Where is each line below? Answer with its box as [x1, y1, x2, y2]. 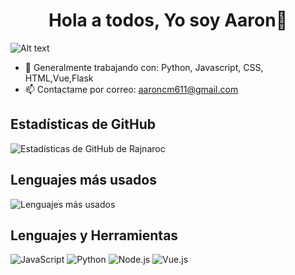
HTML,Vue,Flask [24, 72, 94, 84]
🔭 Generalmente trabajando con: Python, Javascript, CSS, [24, 61, 264, 73]
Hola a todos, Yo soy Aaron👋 [48, 9, 288, 32]
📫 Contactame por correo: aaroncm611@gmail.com [24, 83, 239, 95]
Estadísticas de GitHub [10, 116, 156, 133]
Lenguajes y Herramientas [10, 227, 179, 244]
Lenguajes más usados [10, 172, 157, 189]
